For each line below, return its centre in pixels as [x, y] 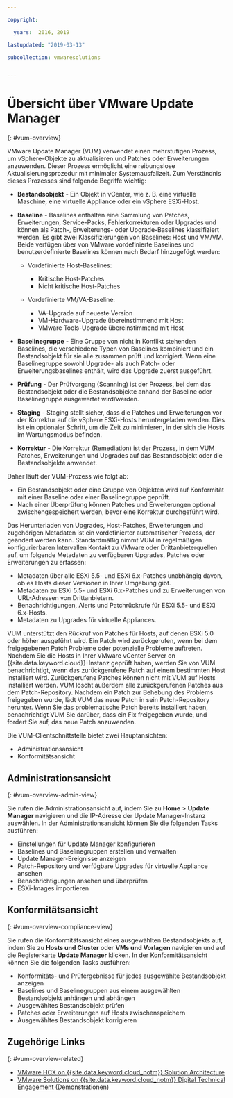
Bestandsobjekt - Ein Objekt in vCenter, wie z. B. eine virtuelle [106, 194]
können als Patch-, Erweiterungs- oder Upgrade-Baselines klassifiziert [118, 230]
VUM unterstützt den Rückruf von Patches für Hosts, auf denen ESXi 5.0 [110, 633]
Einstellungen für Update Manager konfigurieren [86, 844]
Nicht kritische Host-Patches [79, 286]
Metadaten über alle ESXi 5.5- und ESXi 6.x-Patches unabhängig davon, [120, 576]
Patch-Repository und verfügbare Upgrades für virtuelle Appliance [112, 866]
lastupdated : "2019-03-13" [46, 45]
